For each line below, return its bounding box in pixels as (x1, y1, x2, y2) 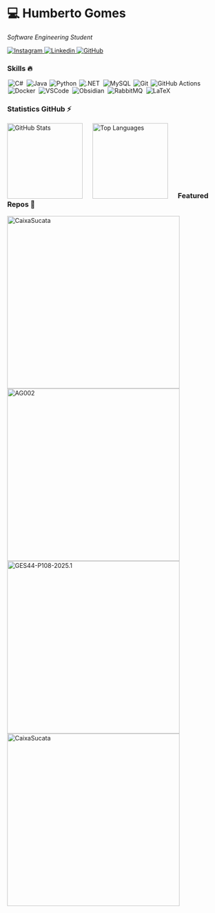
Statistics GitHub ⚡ (7, 104, 72, 114)
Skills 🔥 (7, 63, 33, 73)
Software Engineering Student (7, 32, 93, 41)
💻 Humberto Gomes (7, 6, 126, 21)
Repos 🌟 (7, 199, 36, 209)
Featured (178, 191, 209, 201)
